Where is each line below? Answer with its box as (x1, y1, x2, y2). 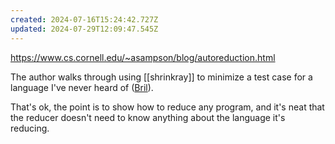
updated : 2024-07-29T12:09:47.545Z (10, 24, 159, 34)
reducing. (10, 122, 50, 134)
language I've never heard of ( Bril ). (10, 81, 154, 93)
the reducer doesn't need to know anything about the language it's (10, 111, 286, 123)
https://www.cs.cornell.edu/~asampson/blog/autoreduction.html (10, 51, 276, 63)
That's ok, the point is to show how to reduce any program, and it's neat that (10, 101, 325, 113)
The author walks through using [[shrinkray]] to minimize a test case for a (10, 71, 313, 83)
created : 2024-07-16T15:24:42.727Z (10, 14, 159, 25)
